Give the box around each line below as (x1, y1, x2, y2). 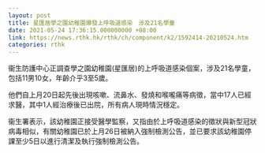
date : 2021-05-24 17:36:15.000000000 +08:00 (8, 26, 157, 34)
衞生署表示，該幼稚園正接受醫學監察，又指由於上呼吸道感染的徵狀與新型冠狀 (8, 117, 257, 126)
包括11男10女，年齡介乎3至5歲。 (8, 73, 113, 83)
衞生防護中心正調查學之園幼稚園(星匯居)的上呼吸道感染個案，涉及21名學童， (8, 64, 256, 73)
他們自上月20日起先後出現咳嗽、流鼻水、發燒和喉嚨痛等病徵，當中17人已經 (8, 90, 252, 99)
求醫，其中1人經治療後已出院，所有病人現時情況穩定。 (8, 100, 184, 110)
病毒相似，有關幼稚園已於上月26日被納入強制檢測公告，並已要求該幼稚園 (8, 127, 245, 136)
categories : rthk (8, 41, 65, 49)
